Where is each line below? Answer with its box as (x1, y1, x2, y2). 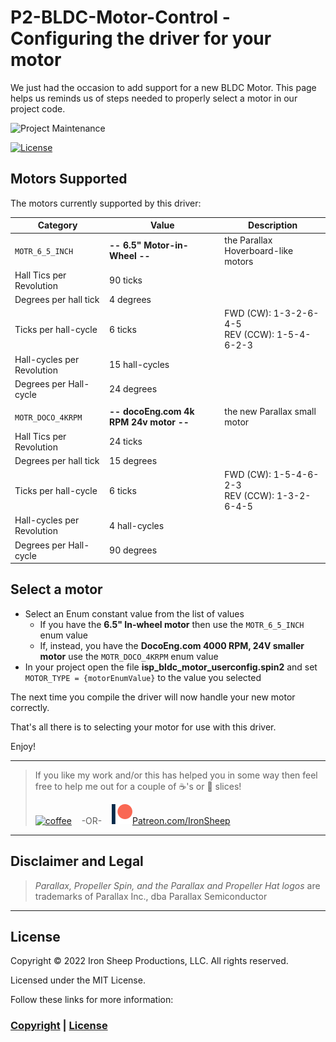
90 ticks (109, 274, 143, 286)
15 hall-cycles (109, 359, 170, 370)
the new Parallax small (224, 406, 317, 418)
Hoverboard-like (224, 244, 294, 256)
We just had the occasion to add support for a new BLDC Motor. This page (10, 81, 317, 93)
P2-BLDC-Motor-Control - (10, 6, 231, 29)
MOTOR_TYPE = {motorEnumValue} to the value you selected (24, 671, 262, 683)
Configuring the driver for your (10, 27, 272, 50)
